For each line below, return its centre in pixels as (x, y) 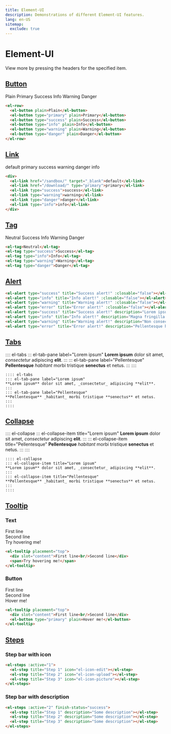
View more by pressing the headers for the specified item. (66, 68)
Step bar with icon (28, 654)
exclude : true (25, 29)
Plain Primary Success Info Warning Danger (51, 96)
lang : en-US (18, 19)
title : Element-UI (25, 10)
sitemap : (15, 24)
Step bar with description (37, 697)
